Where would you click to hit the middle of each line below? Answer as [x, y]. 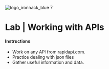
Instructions [18, 41]
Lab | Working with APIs [55, 27]
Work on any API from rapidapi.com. [49, 52]
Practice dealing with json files [43, 57]
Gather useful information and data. [48, 62]
